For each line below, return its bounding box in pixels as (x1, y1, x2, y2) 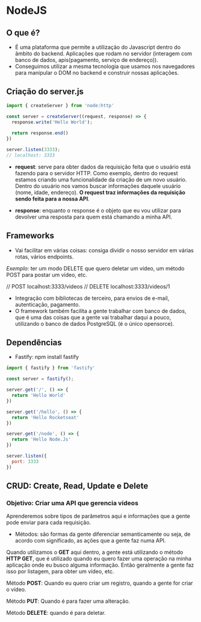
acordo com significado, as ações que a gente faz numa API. (14, 537, 166, 544)
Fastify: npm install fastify (14, 353, 79, 361)
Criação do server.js (6, 87, 84, 97)
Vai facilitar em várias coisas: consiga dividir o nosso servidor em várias (14, 246, 194, 253)
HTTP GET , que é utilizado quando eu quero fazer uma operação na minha (6, 555, 191, 562)
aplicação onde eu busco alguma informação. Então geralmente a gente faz (6, 561, 194, 569)
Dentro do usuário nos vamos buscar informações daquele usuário (14, 182, 181, 190)
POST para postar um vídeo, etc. (6, 271, 87, 278)
